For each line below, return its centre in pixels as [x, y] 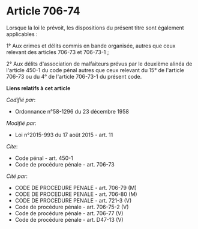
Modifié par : [22, 123]
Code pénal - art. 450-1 [44, 158]
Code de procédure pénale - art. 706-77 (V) [69, 213]
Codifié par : [21, 100]
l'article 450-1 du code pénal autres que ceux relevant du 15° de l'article [95, 70]
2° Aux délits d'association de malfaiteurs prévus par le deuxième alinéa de [99, 64]
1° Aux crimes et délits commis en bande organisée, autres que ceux [91, 46]
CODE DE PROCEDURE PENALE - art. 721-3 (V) [73, 200]
